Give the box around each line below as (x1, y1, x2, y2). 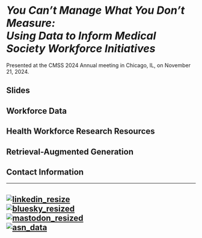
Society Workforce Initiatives (6, 42, 156, 56)
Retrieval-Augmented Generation (6, 146, 134, 156)
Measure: (6, 16, 55, 30)
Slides (6, 85, 30, 96)
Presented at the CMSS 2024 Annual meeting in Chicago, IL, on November (6, 61, 191, 69)
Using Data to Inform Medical (6, 29, 156, 43)
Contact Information (6, 167, 84, 177)
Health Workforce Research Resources (6, 126, 155, 137)
